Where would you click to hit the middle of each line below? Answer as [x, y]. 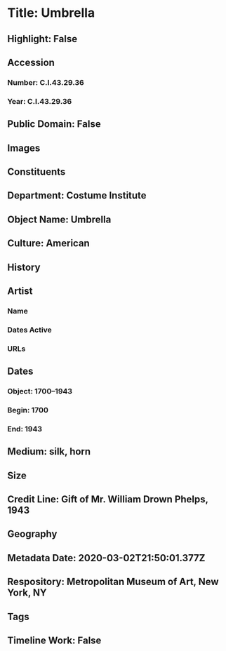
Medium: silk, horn [49, 451]
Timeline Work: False [54, 640]
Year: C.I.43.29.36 [40, 101]
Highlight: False [42, 39]
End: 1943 [25, 429]
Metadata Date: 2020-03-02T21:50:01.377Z [106, 558]
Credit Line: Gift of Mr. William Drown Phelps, [108, 499]
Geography [32, 534]
